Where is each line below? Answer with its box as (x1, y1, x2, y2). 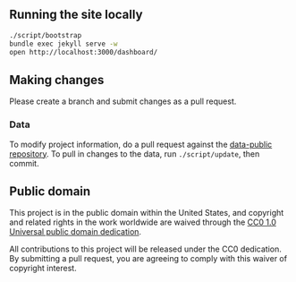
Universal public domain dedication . (9, 226, 141, 237)
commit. (9, 158, 39, 168)
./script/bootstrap (9, 30, 82, 39)
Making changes (9, 72, 105, 88)
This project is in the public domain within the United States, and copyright (9, 208, 284, 218)
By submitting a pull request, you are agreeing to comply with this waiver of (9, 253, 288, 264)
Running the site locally (9, 7, 143, 22)
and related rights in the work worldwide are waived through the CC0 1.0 (9, 217, 277, 227)
